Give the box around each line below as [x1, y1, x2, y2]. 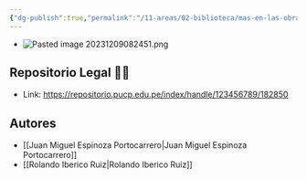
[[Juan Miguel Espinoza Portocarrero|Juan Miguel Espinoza [22, 140, 248, 151]
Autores [9, 115, 57, 131]
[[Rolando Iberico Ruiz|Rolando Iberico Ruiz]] [22, 159, 194, 170]
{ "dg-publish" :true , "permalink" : [9, 13, 137, 23]
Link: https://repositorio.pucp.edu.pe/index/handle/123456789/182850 [22, 89, 289, 100]
